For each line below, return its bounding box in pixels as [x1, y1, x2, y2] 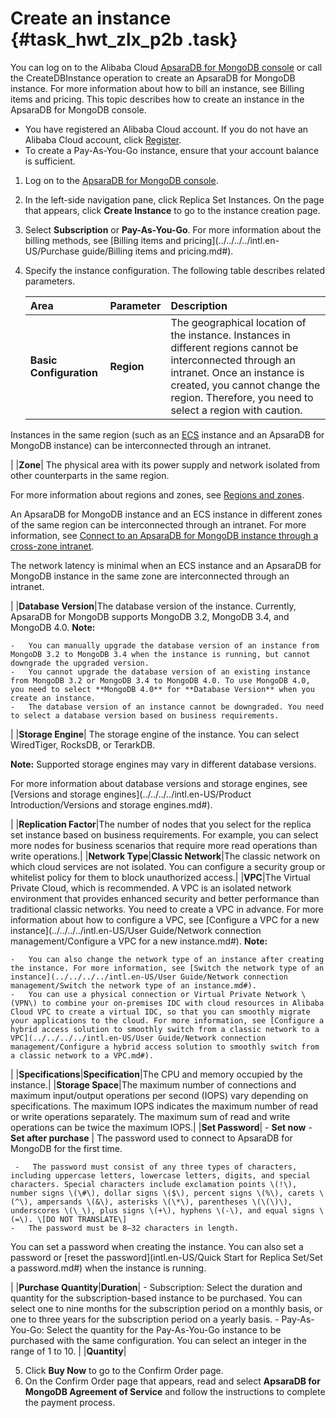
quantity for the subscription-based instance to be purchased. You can [10, 1292, 303, 1304]
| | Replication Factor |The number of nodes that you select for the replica [10, 818, 312, 830]
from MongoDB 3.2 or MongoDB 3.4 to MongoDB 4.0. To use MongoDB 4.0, [10, 675, 311, 686]
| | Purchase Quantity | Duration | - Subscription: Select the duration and [10, 1281, 303, 1293]
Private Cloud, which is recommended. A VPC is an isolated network [10, 882, 292, 894]
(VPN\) [10, 998, 38, 1008]
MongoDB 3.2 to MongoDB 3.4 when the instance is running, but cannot [10, 649, 311, 659]
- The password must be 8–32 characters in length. [10, 1223, 240, 1233]
